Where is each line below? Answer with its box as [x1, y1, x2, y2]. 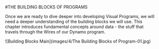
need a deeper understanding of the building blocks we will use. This [5, 19, 143, 24]
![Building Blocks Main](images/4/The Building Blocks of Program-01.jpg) [5, 38, 151, 44]
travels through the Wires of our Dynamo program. [5, 29, 106, 34]
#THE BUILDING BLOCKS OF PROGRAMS [5, 4, 88, 10]
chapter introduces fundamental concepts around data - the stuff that [5, 24, 144, 30]
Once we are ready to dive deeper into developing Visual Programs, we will [5, 14, 155, 19]
